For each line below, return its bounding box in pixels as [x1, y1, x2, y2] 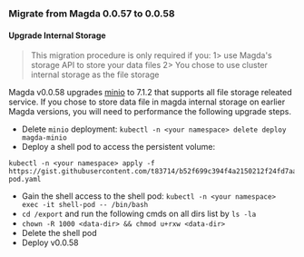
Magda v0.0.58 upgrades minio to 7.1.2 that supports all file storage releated [8, 87, 292, 98]
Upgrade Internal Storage [8, 30, 106, 41]
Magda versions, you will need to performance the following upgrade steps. [8, 106, 292, 117]
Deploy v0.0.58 [21, 237, 79, 248]
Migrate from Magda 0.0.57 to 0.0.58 [8, 7, 175, 20]
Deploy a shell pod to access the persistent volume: [21, 142, 215, 153]
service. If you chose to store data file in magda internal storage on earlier [8, 96, 286, 107]
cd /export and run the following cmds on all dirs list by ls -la [21, 208, 257, 220]
